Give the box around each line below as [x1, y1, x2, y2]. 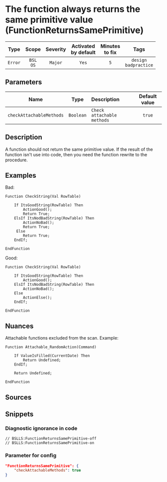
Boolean [69, 112, 87, 118]
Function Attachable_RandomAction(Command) [5, 345, 97, 350]
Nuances [5, 322, 34, 330]
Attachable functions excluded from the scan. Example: [5, 335, 119, 341]
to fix [104, 49, 117, 56]
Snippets [5, 410, 34, 418]
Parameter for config [5, 452, 57, 459]
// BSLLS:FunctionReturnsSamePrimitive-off [5, 436, 97, 441]
